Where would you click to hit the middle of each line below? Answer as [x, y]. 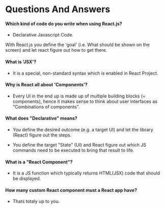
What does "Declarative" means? [41, 118]
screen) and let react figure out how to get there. [56, 50]
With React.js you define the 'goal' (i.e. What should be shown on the [77, 45]
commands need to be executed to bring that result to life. [73, 150]
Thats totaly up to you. [36, 201]
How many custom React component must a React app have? [71, 190]
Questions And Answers [58, 9]
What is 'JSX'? [21, 61]
